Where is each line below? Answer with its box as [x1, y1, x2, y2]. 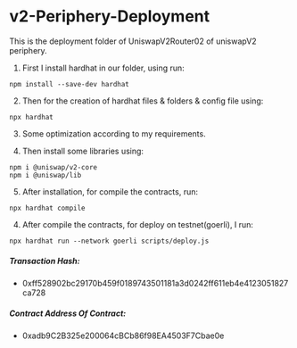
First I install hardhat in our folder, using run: [21, 62, 185, 73]
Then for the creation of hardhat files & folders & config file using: [21, 95, 264, 106]
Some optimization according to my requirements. [21, 128, 207, 139]
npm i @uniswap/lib [9, 170, 82, 179]
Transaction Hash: [9, 255, 80, 266]
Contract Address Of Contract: [9, 308, 127, 319]
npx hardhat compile [9, 203, 87, 212]
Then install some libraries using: [21, 145, 144, 156]
